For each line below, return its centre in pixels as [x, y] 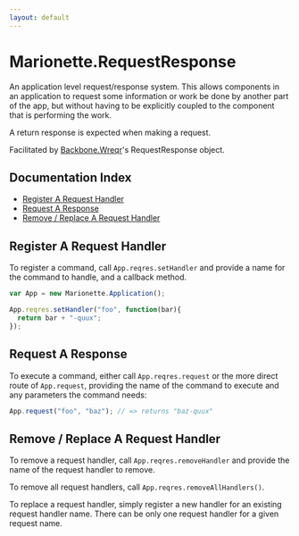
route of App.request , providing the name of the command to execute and [144, 385]
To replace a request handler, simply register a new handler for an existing [146, 505]
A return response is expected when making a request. [110, 132]
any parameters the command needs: [78, 395]
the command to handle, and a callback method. [98, 277]
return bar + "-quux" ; [59, 318]
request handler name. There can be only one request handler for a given [144, 514]
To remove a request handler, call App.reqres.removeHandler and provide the [149, 460]
